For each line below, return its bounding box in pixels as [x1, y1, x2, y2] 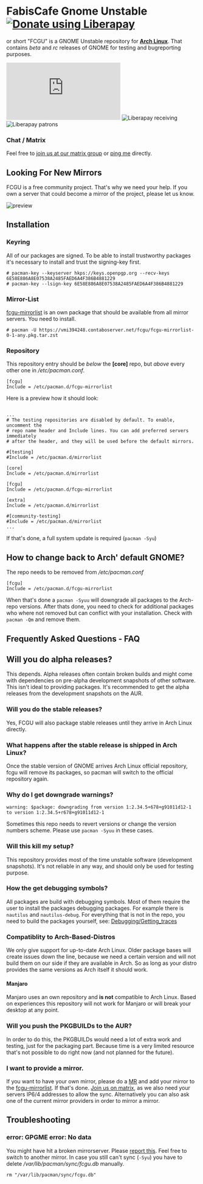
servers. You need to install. [6, 316, 76, 323]
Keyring [6, 238, 30, 247]
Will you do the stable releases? [6, 705, 103, 713]
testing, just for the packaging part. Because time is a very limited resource [6, 1042, 194, 1049]
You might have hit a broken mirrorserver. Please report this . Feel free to [6, 1147, 187, 1154]
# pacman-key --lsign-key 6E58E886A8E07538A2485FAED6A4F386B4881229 [6, 281, 184, 287]
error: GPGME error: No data [6, 1133, 92, 1142]
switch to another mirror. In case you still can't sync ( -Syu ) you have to [6, 1153, 183, 1161]
